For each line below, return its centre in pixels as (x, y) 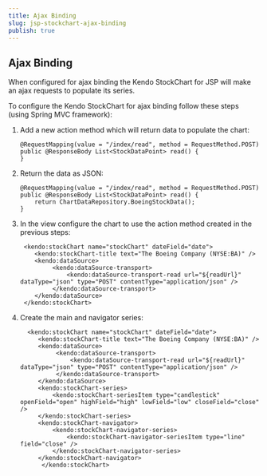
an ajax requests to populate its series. (72, 91)
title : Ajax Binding (43, 16)
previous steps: (45, 232)
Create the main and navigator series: (81, 318)
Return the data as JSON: (61, 173)
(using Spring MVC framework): (61, 115)
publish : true (32, 30)
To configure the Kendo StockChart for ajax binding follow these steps (124, 106)
